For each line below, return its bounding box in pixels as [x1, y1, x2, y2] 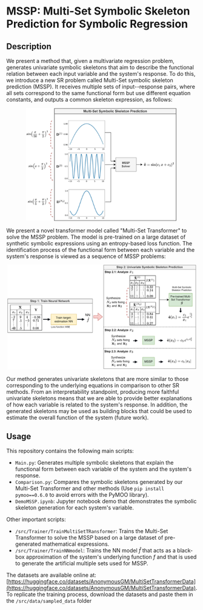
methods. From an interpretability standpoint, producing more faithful [6, 388, 179, 395]
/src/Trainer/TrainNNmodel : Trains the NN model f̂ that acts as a [15, 547, 176, 554]
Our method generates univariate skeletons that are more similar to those [6, 375, 189, 382]
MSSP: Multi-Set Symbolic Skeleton [6, 4, 190, 18]
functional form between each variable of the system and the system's [15, 465, 192, 473]
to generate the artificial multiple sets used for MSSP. [15, 560, 148, 567]
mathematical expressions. [42, 540, 110, 548]
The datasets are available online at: [6, 571, 96, 579]
